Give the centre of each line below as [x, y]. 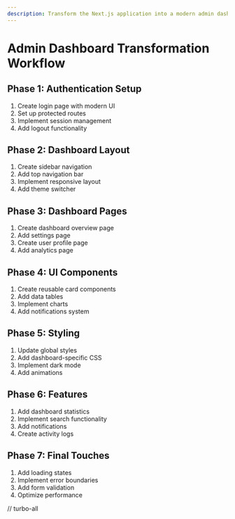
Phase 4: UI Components [63, 272]
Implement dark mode [49, 365]
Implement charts [43, 304]
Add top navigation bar [50, 174]
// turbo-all [23, 509]
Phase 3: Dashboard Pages [67, 211]
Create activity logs [45, 434]
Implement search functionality [62, 419]
